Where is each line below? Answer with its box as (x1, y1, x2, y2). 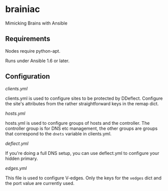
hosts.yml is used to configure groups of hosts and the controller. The (5, 120, 150, 126)
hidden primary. (5, 155, 38, 161)
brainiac (5, 4, 40, 15)
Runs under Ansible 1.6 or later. (5, 58, 70, 64)
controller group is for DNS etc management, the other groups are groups (5, 125, 158, 131)
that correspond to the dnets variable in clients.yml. (5, 130, 112, 136)
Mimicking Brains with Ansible (5, 20, 68, 26)
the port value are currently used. (5, 180, 74, 186)
